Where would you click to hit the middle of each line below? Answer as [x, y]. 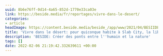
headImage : [16, 28]
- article [15, 23]
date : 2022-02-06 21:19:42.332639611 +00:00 [51, 46]
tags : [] [14, 41]
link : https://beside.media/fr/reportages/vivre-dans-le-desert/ [72, 14]
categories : [17, 19]
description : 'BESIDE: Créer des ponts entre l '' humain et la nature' [78, 37]
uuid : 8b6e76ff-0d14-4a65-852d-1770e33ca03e [51, 9]
